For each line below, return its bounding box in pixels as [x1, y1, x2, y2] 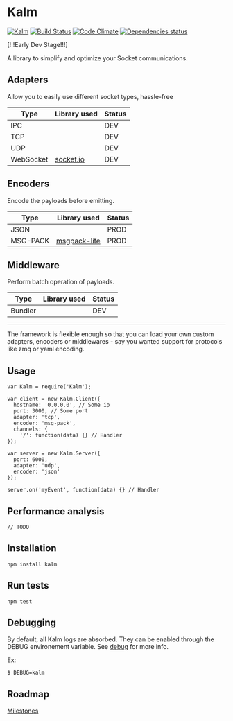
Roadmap [7, 688, 50, 700]
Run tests [7, 580, 49, 591]
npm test [7, 598, 33, 605]
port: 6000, [13, 456, 49, 463]
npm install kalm [7, 561, 58, 568]
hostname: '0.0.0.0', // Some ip [13, 401, 110, 409]
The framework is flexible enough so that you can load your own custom [7, 330, 214, 338]
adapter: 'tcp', [13, 414, 60, 421]
